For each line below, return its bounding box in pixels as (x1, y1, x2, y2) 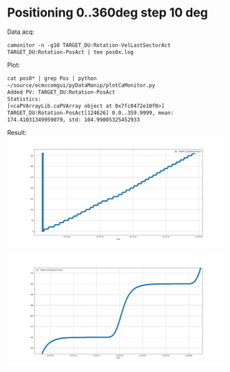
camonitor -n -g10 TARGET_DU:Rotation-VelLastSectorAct (7, 41, 171, 49)
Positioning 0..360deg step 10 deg (7, 5, 209, 21)
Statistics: (7, 95, 41, 103)
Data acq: (7, 28, 34, 36)
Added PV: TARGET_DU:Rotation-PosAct (7, 88, 116, 96)
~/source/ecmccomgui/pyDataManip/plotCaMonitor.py (7, 81, 156, 89)
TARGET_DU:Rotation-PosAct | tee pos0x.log (7, 48, 134, 56)
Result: (7, 128, 27, 136)
